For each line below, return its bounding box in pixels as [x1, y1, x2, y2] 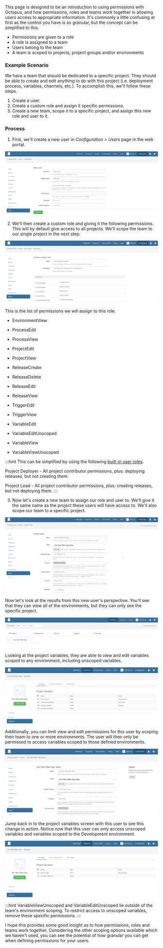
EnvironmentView [12, 317, 48, 323]
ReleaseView [12, 393, 38, 398]
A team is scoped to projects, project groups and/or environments [12, 50, 144, 55]
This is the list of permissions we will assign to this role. [5, 308, 116, 314]
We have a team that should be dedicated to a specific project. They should [5, 73, 156, 79]
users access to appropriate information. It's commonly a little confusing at [5, 15, 155, 20]
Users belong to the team [12, 45, 63, 50]
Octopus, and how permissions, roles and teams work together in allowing [5, 9, 154, 15]
